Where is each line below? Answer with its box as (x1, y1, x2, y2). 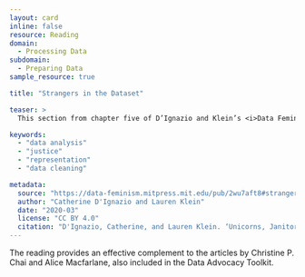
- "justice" (17, 147, 64, 156)
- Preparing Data (17, 64, 84, 74)
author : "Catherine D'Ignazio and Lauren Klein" (17, 197, 205, 206)
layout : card (9, 13, 59, 23)
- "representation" (17, 155, 92, 164)
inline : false (9, 22, 64, 31)
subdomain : (9, 55, 51, 64)
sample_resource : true (9, 73, 95, 82)
